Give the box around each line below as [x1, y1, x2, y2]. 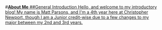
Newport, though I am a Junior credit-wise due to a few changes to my [5, 15, 149, 20]
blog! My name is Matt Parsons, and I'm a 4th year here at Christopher [5, 9, 148, 15]
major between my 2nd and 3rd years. [5, 19, 83, 25]
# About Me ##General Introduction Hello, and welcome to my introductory [5, 4, 157, 10]
